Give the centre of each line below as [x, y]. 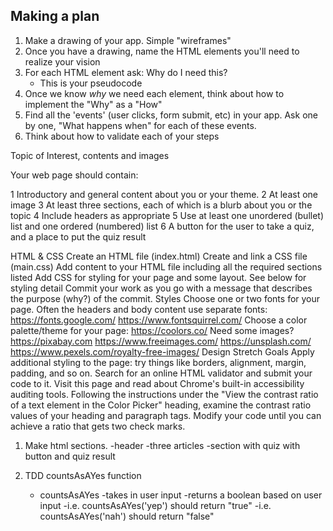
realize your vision [62, 61]
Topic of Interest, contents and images [90, 155]
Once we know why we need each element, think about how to [154, 93]
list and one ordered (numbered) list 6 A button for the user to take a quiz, [162, 226]
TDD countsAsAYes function [83, 475]
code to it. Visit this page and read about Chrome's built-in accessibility [157, 383]
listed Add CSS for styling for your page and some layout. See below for [158, 277]
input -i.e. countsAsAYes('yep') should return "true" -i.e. [155, 505]
